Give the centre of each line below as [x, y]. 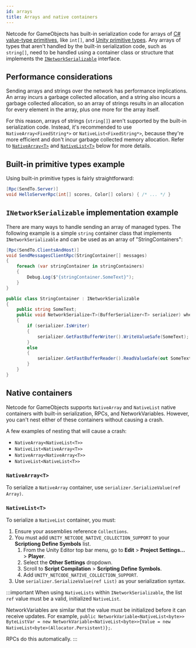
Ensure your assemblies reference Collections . [71, 532]
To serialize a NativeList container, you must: [61, 520]
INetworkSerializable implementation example [92, 213]
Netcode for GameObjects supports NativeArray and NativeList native [91, 407]
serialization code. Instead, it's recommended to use [69, 127]
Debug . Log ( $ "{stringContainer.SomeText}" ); [80, 277]
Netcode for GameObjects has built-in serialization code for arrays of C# [93, 33]
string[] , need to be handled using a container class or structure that [90, 52]
